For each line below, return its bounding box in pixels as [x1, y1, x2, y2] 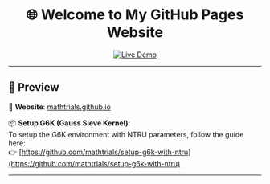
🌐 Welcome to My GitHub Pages [26, 6, 244, 24]
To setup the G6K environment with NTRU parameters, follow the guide [8, 129, 244, 139]
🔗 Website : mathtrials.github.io [8, 102, 111, 112]
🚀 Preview [8, 80, 59, 94]
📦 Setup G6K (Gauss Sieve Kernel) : [8, 118, 131, 128]
